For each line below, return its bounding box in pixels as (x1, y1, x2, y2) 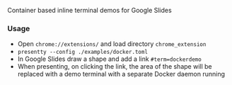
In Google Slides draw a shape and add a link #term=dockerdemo (17, 55, 202, 63)
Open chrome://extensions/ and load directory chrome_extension (17, 40, 207, 48)
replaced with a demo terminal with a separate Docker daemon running (17, 70, 225, 79)
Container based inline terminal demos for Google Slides (7, 6, 172, 14)
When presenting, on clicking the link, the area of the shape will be (17, 62, 212, 71)
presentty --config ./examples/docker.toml (17, 49, 149, 56)
